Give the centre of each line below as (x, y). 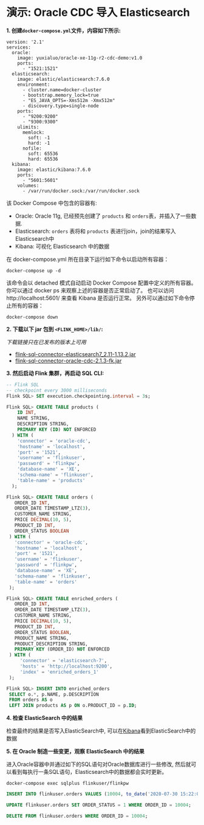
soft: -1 (39, 137)
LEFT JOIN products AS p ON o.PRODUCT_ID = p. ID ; (73, 706)
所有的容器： (27, 305)
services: (19, 47)
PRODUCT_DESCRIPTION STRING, (51, 644)
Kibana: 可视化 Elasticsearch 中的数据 (62, 246)
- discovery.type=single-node (60, 106)
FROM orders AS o (31, 700)
